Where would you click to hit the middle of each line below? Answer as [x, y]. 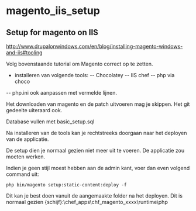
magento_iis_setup [53, 11]
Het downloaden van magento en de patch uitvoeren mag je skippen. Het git [98, 104]
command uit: [23, 174]
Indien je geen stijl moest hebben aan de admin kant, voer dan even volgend [98, 168]
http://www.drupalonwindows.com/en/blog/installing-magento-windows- [94, 46]
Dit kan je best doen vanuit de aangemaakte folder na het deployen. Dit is [94, 196]
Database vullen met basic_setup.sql [50, 122]
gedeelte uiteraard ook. [34, 110]
